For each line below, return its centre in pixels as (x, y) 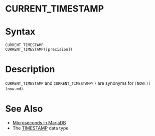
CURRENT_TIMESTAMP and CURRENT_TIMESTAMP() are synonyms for (69, 83)
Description (30, 70)
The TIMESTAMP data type (40, 128)
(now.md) (14, 89)
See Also (24, 109)
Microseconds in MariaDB (39, 123)
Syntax (20, 32)
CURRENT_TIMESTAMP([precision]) (39, 50)
